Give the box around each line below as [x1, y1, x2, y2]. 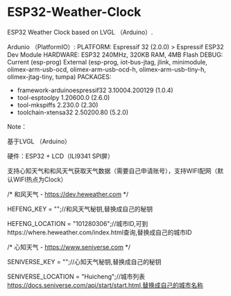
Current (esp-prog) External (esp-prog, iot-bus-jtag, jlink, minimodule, [7, 58, 208, 66]
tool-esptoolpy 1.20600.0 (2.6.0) [17, 93, 110, 101]
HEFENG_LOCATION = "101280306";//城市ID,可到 [7, 219, 148, 227]
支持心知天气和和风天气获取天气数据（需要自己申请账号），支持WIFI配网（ [7, 166, 218, 175]
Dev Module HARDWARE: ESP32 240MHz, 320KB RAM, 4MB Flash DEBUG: [7, 50, 223, 59]
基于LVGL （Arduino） [7, 137, 71, 146]
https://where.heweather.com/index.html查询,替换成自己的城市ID [7, 228, 192, 236]
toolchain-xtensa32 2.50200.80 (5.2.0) [17, 108, 129, 116]
